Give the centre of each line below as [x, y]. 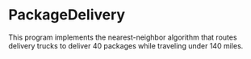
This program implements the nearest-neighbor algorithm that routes [123, 37]
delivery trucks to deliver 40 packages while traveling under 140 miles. [126, 45]
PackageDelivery [67, 15]
